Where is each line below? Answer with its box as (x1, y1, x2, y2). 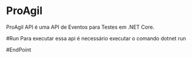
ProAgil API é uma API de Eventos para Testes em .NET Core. (6, 23, 155, 30)
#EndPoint (6, 46, 31, 53)
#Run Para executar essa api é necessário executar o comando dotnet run (6, 35, 187, 42)
